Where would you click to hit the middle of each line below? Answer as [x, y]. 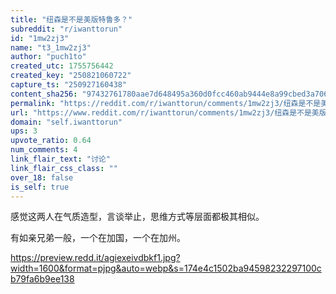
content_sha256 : [44, 94]
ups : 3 [24, 131]
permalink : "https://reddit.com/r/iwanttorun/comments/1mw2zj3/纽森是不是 [166, 103]
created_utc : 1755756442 [62, 66]
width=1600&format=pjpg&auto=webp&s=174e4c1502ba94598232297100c [166, 268]
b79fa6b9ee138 [42, 279]
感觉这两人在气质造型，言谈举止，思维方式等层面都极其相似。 [137, 217]
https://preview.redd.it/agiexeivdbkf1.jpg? [95, 258]
